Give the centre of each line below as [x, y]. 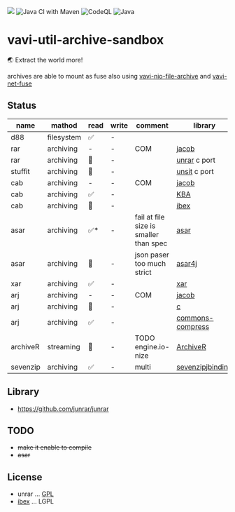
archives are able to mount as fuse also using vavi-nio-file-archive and [109, 76]
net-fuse [20, 83]
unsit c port [195, 171]
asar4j [187, 263]
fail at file [150, 217]
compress [193, 326]
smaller [147, 234]
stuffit [20, 171]
